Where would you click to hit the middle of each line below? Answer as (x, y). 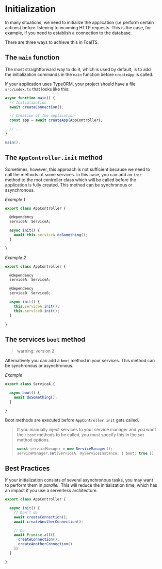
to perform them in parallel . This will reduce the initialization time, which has (81, 485)
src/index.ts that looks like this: (37, 89)
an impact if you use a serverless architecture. (51, 491)
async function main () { (30, 98)
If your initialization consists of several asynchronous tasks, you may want (79, 480)
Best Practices (27, 468)
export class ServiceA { (30, 384)
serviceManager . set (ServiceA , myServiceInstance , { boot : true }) (85, 453)
